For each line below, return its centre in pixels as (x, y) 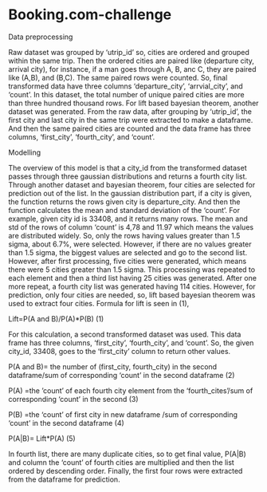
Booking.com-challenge (90, 15)
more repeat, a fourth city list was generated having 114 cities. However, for (132, 286)
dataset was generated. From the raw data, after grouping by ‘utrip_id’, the (130, 111)
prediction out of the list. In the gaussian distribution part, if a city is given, (130, 193)
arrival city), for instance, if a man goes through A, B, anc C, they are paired (132, 69)
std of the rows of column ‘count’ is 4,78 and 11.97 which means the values (131, 227)
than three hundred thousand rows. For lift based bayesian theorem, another (133, 103)
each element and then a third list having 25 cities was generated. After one (133, 277)
